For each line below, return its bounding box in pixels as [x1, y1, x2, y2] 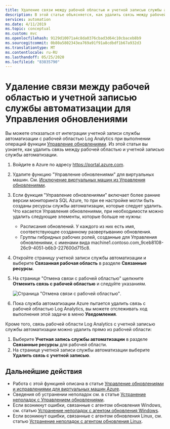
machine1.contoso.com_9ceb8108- [91, 239, 164, 246]
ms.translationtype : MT [5, 45, 56, 50]
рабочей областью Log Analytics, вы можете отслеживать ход [12, 306, 148, 312]
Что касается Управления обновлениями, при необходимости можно [12, 208, 163, 214]
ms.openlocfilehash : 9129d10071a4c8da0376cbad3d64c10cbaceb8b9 [5, 36, 142, 41]
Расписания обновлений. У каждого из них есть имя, [20, 224, 136, 230]
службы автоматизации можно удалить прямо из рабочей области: [5, 327, 152, 333]
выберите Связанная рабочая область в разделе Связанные [12, 260, 147, 266]
